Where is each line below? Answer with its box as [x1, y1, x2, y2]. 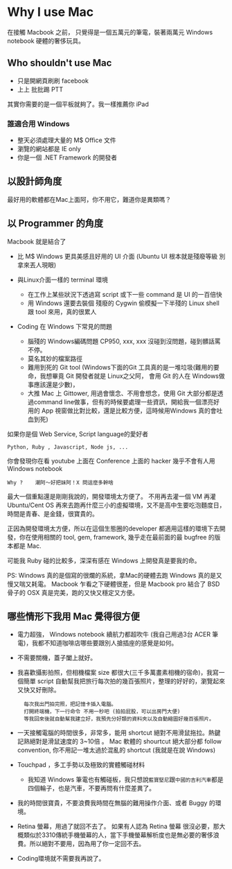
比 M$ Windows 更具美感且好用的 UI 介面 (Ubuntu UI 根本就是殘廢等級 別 [17, 252, 226, 260]
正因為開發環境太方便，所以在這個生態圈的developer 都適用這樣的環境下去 [7, 524, 220, 533]
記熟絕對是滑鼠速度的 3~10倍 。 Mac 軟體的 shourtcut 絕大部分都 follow [17, 737, 222, 746]
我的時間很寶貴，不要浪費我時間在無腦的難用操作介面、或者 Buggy [17, 799, 208, 807]
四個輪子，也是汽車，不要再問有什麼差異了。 [27, 784, 156, 793]
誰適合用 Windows [7, 119, 71, 128]
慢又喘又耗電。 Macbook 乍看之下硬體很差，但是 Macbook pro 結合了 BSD [7, 580, 220, 588]
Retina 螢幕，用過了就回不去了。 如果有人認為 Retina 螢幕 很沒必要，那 [17, 823, 220, 831]
